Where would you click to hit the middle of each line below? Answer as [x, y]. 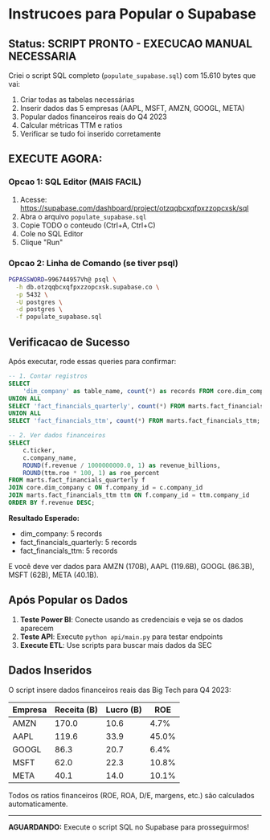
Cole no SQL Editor [51, 233]
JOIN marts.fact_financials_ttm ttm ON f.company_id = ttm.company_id [129, 495]
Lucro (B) [124, 710]
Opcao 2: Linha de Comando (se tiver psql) [93, 263]
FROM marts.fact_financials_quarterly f [77, 480]
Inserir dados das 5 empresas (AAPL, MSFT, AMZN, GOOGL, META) [132, 108]
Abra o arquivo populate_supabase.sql [83, 216]
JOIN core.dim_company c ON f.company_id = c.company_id [106, 488]
